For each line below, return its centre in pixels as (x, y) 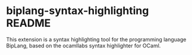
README (29, 23)
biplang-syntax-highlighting (78, 11)
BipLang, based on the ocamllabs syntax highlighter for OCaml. (84, 46)
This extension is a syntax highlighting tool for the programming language (96, 39)
